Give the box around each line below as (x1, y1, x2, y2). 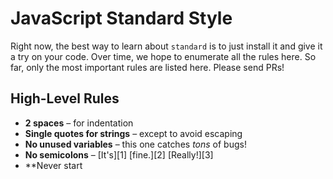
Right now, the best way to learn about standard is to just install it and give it (10, 40, 323, 52)
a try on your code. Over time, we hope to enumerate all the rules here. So (10, 50, 317, 62)
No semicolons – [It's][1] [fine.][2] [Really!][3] (24, 148, 214, 161)
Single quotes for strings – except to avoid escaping (24, 127, 243, 139)
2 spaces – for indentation (24, 117, 134, 129)
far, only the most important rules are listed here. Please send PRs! (10, 61, 285, 73)
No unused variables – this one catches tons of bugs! (24, 138, 247, 150)
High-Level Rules (10, 90, 120, 107)
